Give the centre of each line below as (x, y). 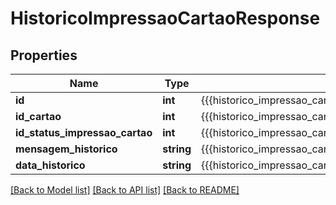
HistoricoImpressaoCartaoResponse (165, 18)
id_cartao (38, 116)
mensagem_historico (66, 149)
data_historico (50, 165)
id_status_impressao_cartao (84, 132)
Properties (44, 55)
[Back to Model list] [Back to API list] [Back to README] (125, 190)
